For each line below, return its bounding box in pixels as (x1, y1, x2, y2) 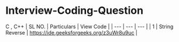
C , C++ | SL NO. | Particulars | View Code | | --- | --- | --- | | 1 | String (5, 23, 174, 30)
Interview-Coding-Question (5, 4, 144, 17)
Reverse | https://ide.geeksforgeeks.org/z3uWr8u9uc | (5, 29, 138, 36)
